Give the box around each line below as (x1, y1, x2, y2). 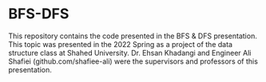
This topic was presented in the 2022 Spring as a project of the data (8, 39, 233, 49)
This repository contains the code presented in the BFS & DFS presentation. (8, 31, 257, 41)
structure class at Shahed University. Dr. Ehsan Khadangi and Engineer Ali (8, 48, 252, 57)
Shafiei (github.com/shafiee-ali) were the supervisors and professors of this (8, 57, 258, 66)
